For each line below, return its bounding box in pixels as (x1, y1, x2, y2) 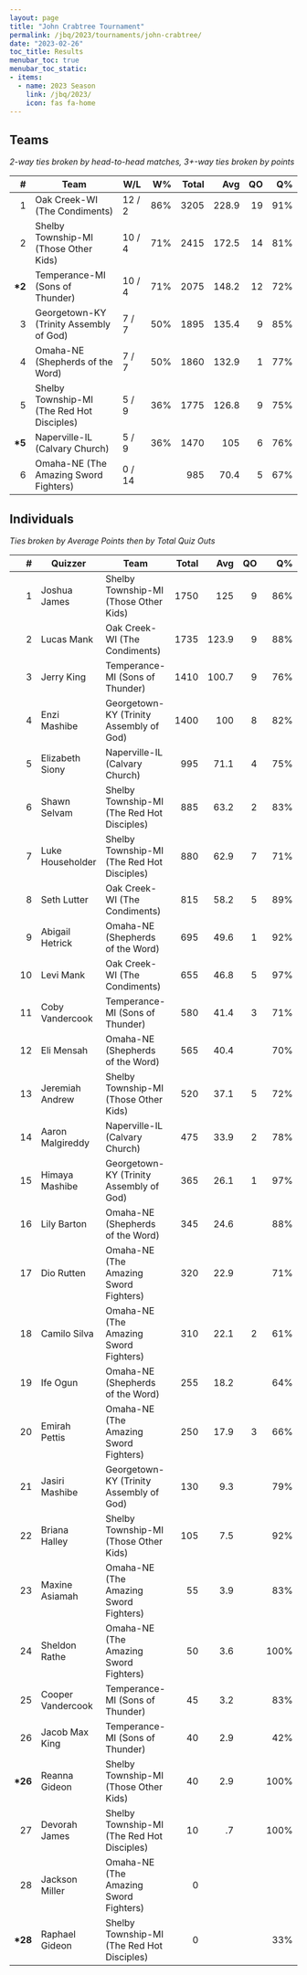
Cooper (40, 1688, 74, 1700)
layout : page (9, 13, 59, 23)
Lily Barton (40, 1218, 88, 1230)
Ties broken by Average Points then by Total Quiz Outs (9, 535, 216, 546)
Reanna (40, 1769, 74, 1781)
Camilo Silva (40, 1327, 94, 1339)
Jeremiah (40, 1082, 81, 1094)
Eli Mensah (40, 1044, 89, 1056)
